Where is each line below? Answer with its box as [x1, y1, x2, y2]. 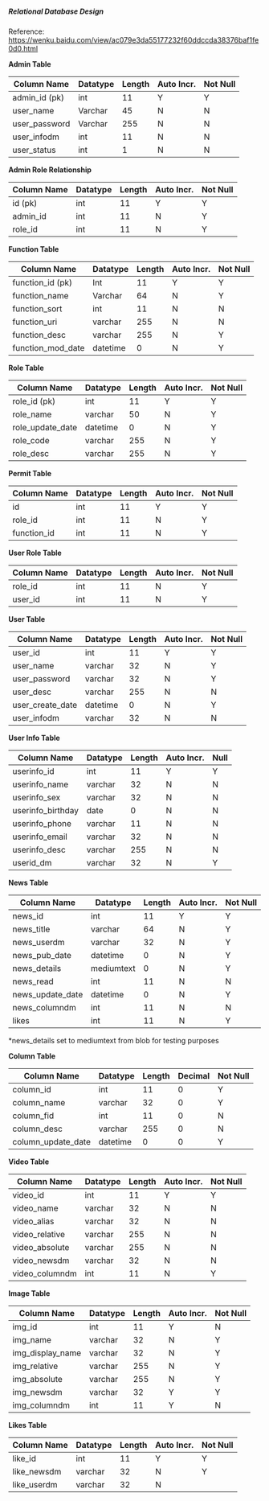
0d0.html [8, 43, 39, 53]
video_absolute [12, 1241, 70, 1252]
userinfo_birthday [12, 804, 79, 816]
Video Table [8, 1157, 50, 1166]
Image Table [8, 1288, 51, 1298]
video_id [12, 1189, 45, 1200]
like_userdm [12, 1478, 58, 1490]
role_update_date [12, 422, 78, 433]
